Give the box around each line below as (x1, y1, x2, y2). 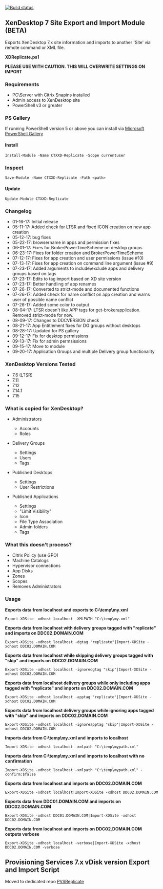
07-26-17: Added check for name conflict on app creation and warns (12, 291, 150, 298)
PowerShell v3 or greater (12, 103, 62, 108)
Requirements (5, 81, 40, 87)
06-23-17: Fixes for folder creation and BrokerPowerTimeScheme (12, 250, 143, 256)
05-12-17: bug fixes (12, 235, 51, 240)
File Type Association (19, 519, 63, 524)
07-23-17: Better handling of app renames (12, 281, 97, 287)
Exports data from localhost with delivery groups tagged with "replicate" (5, 625, 156, 630)
